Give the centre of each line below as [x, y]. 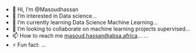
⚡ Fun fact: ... [29, 45]
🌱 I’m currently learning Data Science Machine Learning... [85, 22]
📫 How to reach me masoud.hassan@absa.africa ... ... [80, 36]
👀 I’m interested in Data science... [54, 16]
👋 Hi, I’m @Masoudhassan [45, 9]
